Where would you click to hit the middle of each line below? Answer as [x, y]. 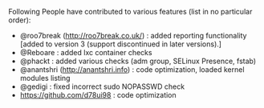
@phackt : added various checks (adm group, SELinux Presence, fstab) [138, 61]
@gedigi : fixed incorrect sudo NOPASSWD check [102, 86]
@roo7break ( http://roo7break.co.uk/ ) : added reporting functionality [133, 36]
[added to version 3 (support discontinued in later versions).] [121, 44]
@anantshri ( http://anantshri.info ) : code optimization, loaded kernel [132, 70]
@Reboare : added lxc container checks [86, 52]
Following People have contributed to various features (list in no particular [130, 12]
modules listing [45, 78]
